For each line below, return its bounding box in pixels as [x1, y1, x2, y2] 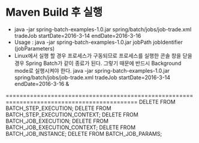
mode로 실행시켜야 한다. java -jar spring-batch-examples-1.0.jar [14, 67, 170, 74]
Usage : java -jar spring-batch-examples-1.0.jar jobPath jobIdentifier [14, 38, 183, 46]
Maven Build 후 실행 [5, 5, 103, 19]
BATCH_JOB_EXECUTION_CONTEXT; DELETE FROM [5, 124, 136, 131]
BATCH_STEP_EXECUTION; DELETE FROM [5, 105, 111, 112]
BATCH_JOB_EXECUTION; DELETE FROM [5, 117, 109, 124]
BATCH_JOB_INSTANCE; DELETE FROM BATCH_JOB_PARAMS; [5, 130, 162, 137]
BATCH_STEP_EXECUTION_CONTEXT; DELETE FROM [5, 111, 138, 118]
